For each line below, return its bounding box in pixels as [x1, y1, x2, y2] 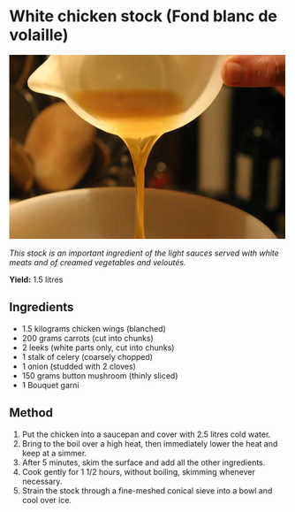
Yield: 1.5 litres [9, 274, 64, 285]
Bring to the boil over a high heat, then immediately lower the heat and [21, 438, 278, 448]
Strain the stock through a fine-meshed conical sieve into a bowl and [21, 485, 273, 496]
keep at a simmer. [21, 447, 87, 458]
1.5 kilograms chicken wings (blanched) [21, 323, 166, 333]
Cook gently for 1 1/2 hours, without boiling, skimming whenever [21, 466, 256, 477]
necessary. [21, 476, 63, 486]
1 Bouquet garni [21, 379, 79, 390]
